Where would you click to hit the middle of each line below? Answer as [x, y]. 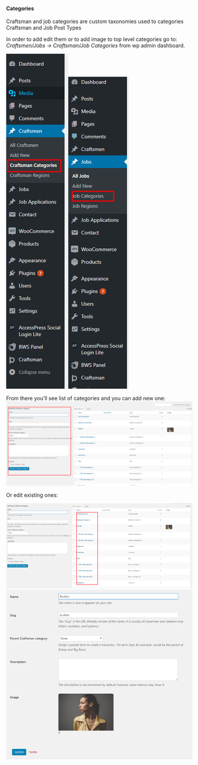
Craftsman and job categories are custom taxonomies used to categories [95, 21]
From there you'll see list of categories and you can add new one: [86, 398]
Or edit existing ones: [32, 495]
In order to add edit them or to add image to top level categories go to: [92, 39]
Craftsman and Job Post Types [44, 28]
